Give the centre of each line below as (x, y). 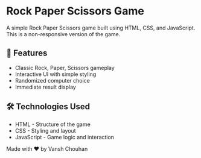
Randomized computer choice (53, 80)
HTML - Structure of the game (53, 124)
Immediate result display (46, 87)
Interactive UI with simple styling (56, 74)
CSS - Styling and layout (46, 130)
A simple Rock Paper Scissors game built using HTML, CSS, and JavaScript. (101, 28)
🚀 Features (27, 53)
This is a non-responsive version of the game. (63, 34)
